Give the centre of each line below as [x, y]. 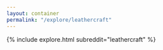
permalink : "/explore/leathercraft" [59, 20]
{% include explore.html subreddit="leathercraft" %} [81, 39]
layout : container [33, 13]
